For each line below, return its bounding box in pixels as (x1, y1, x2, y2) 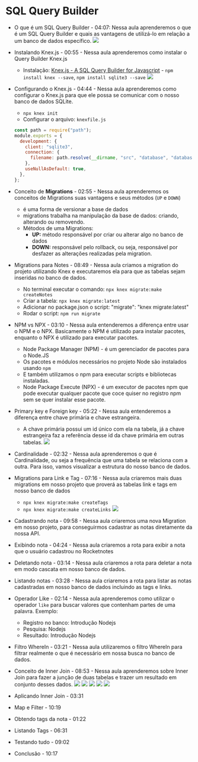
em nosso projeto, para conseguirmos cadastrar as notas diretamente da (14, 523, 193, 531)
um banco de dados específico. (14, 37, 92, 44)
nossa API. (14, 529, 41, 537)
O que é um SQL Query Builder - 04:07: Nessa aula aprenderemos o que (14, 24, 191, 31)
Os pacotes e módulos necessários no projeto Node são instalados (23, 358, 187, 365)
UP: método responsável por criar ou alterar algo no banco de (31, 231, 184, 238)
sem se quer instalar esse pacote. (23, 396, 106, 403)
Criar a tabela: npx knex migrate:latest (23, 297, 120, 304)
